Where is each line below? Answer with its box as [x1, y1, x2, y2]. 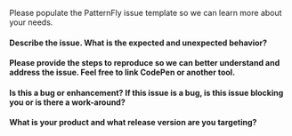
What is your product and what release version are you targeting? [9, 117, 257, 128]
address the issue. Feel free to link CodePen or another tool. [9, 67, 236, 78]
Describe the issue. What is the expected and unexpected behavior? [9, 37, 268, 48]
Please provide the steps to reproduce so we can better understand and [9, 58, 280, 68]
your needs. [9, 17, 53, 28]
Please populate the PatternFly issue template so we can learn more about [9, 8, 282, 18]
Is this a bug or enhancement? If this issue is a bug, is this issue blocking [9, 87, 284, 98]
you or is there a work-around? [9, 97, 126, 108]
